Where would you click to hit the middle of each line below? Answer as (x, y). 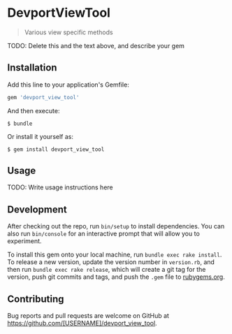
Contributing (36, 299)
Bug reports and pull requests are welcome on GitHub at (88, 316)
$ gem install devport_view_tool (56, 149)
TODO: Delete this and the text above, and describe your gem (96, 45)
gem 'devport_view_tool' (43, 97)
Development (37, 209)
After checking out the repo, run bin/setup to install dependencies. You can (116, 226)
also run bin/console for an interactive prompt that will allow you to (104, 234)
